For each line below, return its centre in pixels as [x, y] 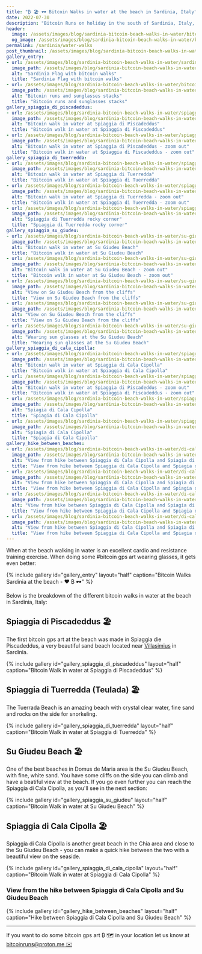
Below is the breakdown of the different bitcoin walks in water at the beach [99, 595]
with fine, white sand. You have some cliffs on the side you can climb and [97, 776]
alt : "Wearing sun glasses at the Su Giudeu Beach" [78, 337]
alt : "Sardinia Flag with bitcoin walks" [64, 74]
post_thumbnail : [26, 51]
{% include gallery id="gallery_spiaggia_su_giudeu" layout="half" [87, 800]
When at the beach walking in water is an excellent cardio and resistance [97, 550]
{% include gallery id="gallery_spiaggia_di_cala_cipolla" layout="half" [92, 868]
